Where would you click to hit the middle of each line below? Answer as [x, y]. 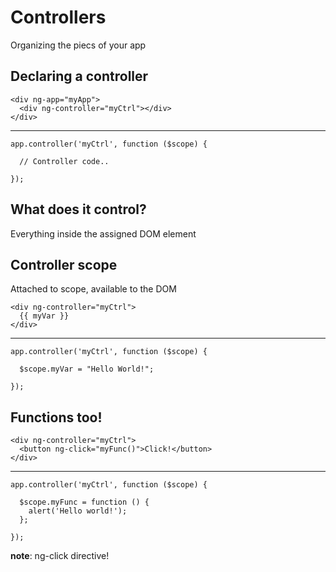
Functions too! [56, 417]
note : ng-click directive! [60, 556]
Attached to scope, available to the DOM [93, 289]
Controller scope [64, 264]
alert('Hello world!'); [78, 511]
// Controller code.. [64, 161]
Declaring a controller [79, 76]
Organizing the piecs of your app [78, 45]
